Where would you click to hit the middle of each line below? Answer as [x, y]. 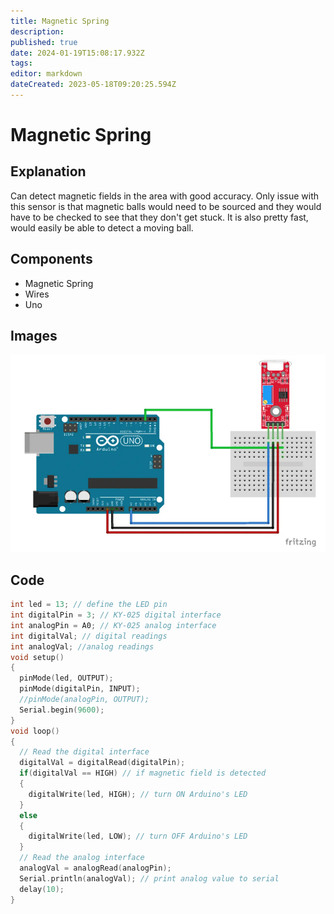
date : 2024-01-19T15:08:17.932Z [77, 53]
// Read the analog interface [82, 858]
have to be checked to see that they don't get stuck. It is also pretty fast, [159, 217]
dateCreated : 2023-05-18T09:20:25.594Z [93, 85]
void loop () [35, 731]
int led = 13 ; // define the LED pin [89, 605]
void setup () [37, 657]
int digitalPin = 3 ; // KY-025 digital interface [116, 615]
